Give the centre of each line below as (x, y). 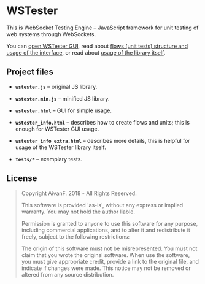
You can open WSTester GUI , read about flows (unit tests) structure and (97, 46)
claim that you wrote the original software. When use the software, (106, 255)
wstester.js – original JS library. (56, 86)
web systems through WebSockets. (51, 34)
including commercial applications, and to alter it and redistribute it (106, 230)
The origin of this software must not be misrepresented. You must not (109, 248)
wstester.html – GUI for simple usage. (64, 110)
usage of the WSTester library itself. (60, 147)
